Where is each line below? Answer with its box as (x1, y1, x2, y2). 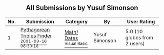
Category (65, 18, 88, 25)
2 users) (125, 40, 145, 47)
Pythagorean (20, 26, 50, 33)
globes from (125, 34, 153, 41)
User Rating (126, 18, 155, 25)
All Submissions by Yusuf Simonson (26, 4, 138, 12)
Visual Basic (64, 41, 88, 46)
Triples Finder (20, 32, 52, 39)
